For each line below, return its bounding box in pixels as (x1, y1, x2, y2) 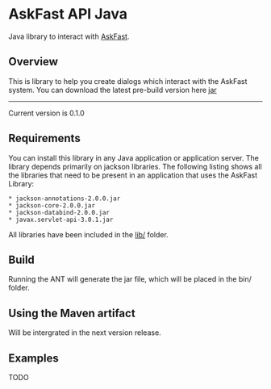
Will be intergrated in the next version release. (8, 328, 161, 337)
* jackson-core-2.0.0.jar (8, 201, 95, 210)
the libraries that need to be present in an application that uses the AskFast (8, 170, 258, 180)
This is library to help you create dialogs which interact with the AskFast (8, 76, 248, 86)
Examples (8, 351, 59, 365)
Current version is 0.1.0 (8, 108, 85, 118)
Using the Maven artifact (8, 306, 135, 320)
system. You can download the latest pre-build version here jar (8, 85, 218, 94)
